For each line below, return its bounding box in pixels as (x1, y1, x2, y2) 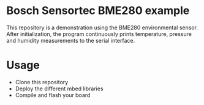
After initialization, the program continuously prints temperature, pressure (6, 30, 192, 37)
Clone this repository (15, 78, 69, 85)
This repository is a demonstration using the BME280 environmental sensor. (6, 24, 198, 31)
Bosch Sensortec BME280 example (6, 4, 190, 18)
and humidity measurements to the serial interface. (6, 37, 135, 44)
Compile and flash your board (15, 91, 91, 98)
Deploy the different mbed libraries (15, 85, 104, 92)
